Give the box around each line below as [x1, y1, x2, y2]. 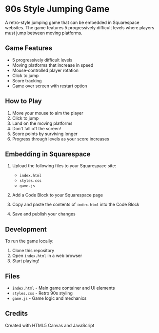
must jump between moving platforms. [5, 30, 82, 36]
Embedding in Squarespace [5, 150, 91, 158]
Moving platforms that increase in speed [12, 62, 94, 68]
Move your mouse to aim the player [12, 110, 83, 116]
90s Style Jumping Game [5, 3, 110, 15]
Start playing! [12, 258, 40, 264]
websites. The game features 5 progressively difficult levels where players [5, 24, 155, 30]
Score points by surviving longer [12, 131, 78, 137]
